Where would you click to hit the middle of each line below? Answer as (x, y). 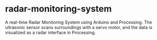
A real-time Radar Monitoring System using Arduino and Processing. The (78, 22)
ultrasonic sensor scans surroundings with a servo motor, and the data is (79, 27)
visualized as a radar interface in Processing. (51, 32)
